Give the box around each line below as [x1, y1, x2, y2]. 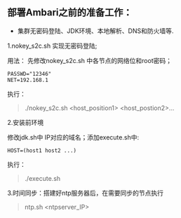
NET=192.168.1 [7, 76, 49, 83]
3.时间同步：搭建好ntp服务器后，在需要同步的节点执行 [7, 189, 163, 197]
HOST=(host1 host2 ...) [7, 147, 77, 154]
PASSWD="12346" [7, 70, 52, 77]
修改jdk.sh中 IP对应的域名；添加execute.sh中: [7, 132, 139, 142]
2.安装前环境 [7, 118, 44, 126]
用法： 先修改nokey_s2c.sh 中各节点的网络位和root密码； [7, 56, 172, 64]
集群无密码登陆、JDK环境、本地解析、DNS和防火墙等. [17, 27, 174, 35]
